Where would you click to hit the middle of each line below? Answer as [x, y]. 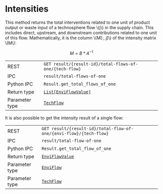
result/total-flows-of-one [74, 76]
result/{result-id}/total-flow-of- [93, 129]
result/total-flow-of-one [72, 141]
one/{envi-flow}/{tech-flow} [75, 133]
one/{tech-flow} [62, 69]
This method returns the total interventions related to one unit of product [78, 22]
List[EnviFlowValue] [67, 92]
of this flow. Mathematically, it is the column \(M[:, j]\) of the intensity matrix [81, 38]
